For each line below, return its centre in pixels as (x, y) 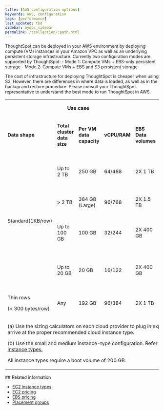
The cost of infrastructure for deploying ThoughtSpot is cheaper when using (82, 76)
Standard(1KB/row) (30, 221)
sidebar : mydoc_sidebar (29, 28)
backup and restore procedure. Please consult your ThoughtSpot (71, 87)
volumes (145, 141)
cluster (65, 132)
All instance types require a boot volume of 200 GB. (67, 360)
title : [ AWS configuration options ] (42, 10)
